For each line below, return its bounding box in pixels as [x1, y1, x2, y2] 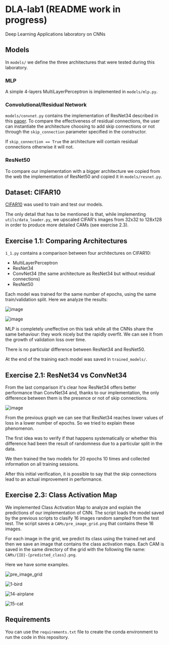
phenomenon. [5, 426, 34, 432]
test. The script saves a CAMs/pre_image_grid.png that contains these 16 [5, 520, 154, 526]
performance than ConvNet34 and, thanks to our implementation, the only [5, 390, 159, 396]
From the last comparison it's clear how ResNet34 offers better [5, 384, 136, 390]
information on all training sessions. [5, 461, 79, 467]
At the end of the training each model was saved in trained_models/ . [5, 356, 147, 362]
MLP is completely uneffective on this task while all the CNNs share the [5, 326, 153, 332]
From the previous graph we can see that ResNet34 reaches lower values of [5, 414, 163, 421]
